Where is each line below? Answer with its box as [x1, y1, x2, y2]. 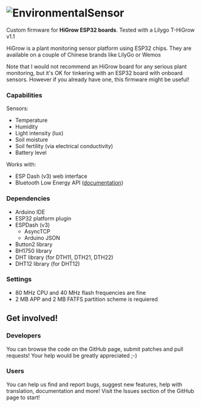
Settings [6, 275, 32, 283]
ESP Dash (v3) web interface [15, 172, 87, 180]
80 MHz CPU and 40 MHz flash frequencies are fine [15, 289, 146, 296]
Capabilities [6, 91, 43, 99]
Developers [6, 331, 41, 340]
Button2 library [15, 241, 53, 248]
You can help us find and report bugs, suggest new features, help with [6, 381, 183, 388]
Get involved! [6, 313, 58, 324]
